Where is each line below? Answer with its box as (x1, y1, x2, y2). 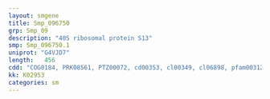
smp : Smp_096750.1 (8, 42, 70, 49)
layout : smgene (8, 11, 59, 20)
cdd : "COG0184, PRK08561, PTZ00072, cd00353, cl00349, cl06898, (8, 64, 228, 72)
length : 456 (8, 57, 56, 65)
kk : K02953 (8, 71, 45, 79)
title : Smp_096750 (8, 19, 70, 27)
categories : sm (8, 78, 59, 86)
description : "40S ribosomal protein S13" (8, 34, 153, 42)
